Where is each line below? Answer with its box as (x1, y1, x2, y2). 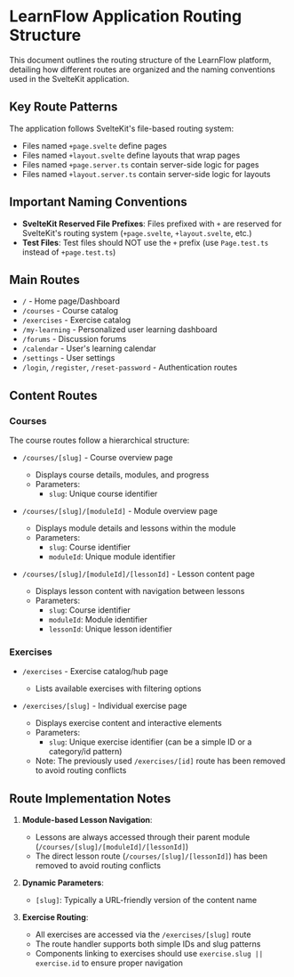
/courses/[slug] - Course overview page (21, 452, 173, 463)
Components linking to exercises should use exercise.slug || (35, 949, 264, 959)
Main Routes (9, 272, 80, 287)
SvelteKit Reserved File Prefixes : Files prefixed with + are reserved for (21, 218, 282, 229)
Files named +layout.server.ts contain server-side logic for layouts (21, 168, 271, 179)
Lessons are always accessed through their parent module (35, 832, 250, 843)
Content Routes (9, 387, 98, 403)
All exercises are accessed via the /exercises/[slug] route (35, 929, 251, 940)
